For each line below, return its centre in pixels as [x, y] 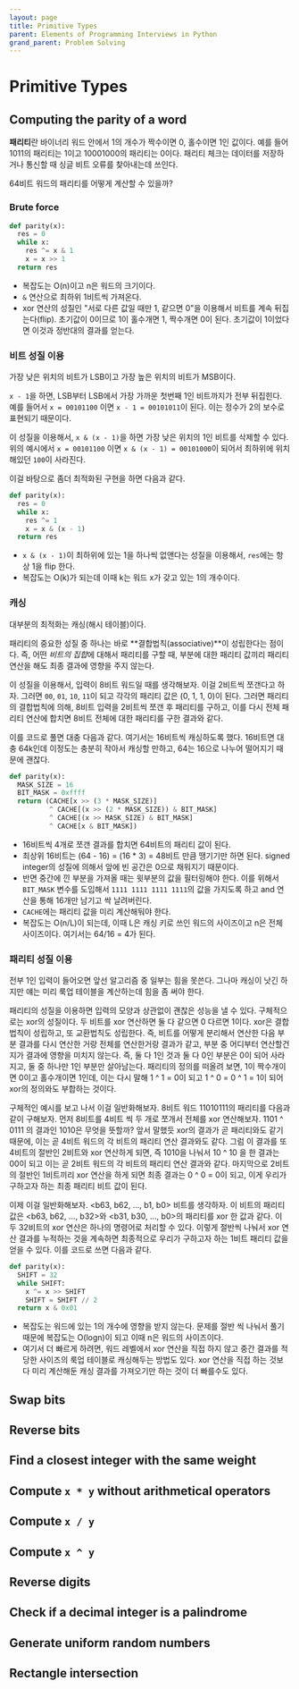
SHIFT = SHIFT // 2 [62, 1300]
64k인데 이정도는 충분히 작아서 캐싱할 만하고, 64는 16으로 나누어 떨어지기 [146, 748]
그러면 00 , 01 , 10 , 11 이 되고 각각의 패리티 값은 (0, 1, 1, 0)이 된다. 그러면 [143, 696]
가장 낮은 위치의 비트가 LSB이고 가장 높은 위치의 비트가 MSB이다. [123, 377]
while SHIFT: [42, 1283]
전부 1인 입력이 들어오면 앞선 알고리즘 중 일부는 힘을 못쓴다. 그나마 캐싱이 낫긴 [144, 981]
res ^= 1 [42, 520]
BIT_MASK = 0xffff [52, 793]
